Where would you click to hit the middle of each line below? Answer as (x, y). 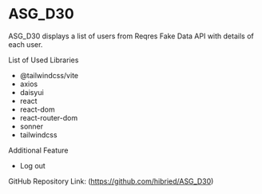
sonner (32, 126)
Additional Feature (38, 150)
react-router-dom (49, 117)
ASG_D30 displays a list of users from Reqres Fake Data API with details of (131, 36)
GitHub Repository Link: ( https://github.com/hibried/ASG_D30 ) (111, 181)
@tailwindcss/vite (49, 75)
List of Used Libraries (44, 60)
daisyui (32, 92)
